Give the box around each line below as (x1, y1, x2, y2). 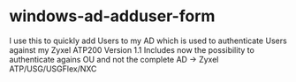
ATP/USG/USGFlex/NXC (9, 63, 97, 74)
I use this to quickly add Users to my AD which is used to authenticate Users (9, 35, 287, 46)
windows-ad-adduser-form (9, 6, 216, 26)
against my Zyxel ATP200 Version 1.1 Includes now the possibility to (9, 44, 254, 55)
